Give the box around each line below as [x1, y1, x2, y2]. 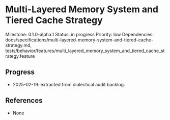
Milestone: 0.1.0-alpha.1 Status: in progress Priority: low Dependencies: [5, 31, 154, 37]
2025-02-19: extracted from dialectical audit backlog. [12, 81, 125, 87]
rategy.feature [5, 53, 35, 59]
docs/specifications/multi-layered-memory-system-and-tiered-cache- [5, 37, 154, 43]
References [5, 96, 43, 105]
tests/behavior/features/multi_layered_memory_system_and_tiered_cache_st [5, 47, 165, 54]
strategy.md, [5, 42, 32, 48]
